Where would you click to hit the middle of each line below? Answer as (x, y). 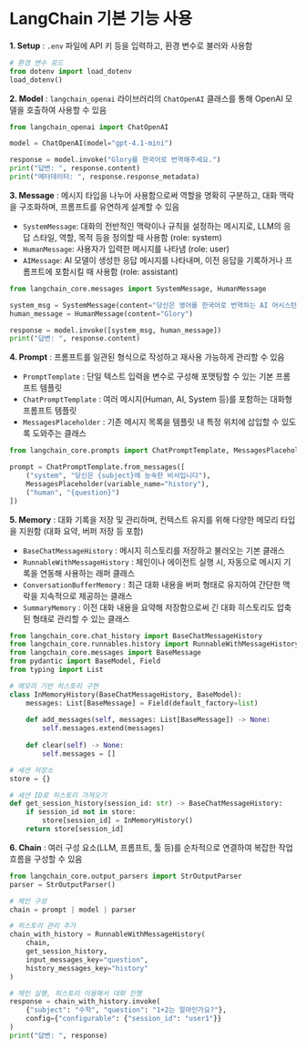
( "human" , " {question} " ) (73, 493)
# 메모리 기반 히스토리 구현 (54, 686)
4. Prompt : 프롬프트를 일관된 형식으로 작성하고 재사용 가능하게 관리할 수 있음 (147, 357)
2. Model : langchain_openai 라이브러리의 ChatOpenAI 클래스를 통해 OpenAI (147, 98)
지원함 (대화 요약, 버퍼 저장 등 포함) (81, 531)
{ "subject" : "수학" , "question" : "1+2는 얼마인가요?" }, (127, 1010)
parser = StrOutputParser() (63, 884)
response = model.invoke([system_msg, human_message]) (116, 330)
